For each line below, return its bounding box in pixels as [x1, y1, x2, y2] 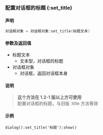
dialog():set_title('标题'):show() [5, 125, 77, 130]
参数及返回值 [5, 40, 31, 46]
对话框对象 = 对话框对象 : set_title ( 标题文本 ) [5, 29, 90, 34]
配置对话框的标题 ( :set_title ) [5, 4, 72, 11]
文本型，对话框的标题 [19, 58, 63, 64]
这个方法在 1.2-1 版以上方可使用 [17, 95, 82, 101]
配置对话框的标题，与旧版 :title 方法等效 [17, 101, 98, 106]
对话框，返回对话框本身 [19, 70, 68, 76]
